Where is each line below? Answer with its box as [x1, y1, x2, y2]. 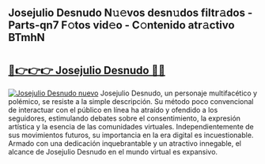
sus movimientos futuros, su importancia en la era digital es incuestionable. [8, 130, 254, 140]
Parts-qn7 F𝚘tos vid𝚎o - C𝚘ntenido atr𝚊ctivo [8, 19, 235, 32]
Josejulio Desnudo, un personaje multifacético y [100, 88, 258, 98]
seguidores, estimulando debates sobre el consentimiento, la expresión [8, 114, 241, 123]
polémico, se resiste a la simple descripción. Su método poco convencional [8, 97, 255, 106]
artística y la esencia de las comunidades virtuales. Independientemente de [8, 122, 255, 131]
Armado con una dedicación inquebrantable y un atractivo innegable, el [8, 139, 241, 148]
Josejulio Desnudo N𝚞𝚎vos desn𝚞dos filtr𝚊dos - [8, 6, 253, 20]
